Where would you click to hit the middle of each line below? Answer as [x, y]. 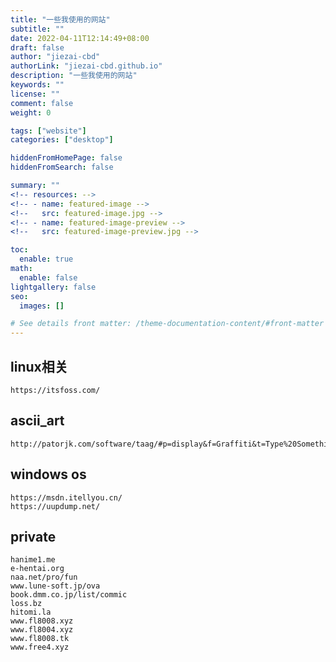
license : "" [35, 94]
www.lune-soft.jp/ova [55, 586]
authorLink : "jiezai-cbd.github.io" [86, 66]
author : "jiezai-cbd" [55, 57]
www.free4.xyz [40, 647]
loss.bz [26, 604]
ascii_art [37, 421]
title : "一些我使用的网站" [60, 19]
